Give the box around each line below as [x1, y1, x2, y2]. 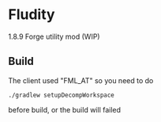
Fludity [8, 6, 55, 24]
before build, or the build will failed [8, 105, 121, 114]
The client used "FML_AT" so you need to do [8, 75, 154, 85]
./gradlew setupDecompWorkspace [8, 91, 114, 99]
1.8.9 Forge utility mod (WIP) [8, 32, 100, 41]
